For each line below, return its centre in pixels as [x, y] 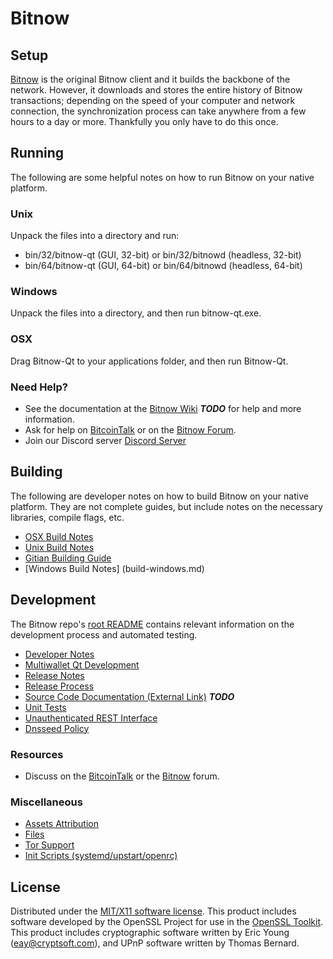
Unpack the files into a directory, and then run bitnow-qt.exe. [136, 313]
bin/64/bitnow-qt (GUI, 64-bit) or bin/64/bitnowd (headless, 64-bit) [163, 266]
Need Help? [39, 387]
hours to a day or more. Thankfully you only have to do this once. [144, 121]
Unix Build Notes [59, 547]
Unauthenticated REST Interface [91, 718]
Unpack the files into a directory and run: [95, 236]
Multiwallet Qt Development [82, 664]
